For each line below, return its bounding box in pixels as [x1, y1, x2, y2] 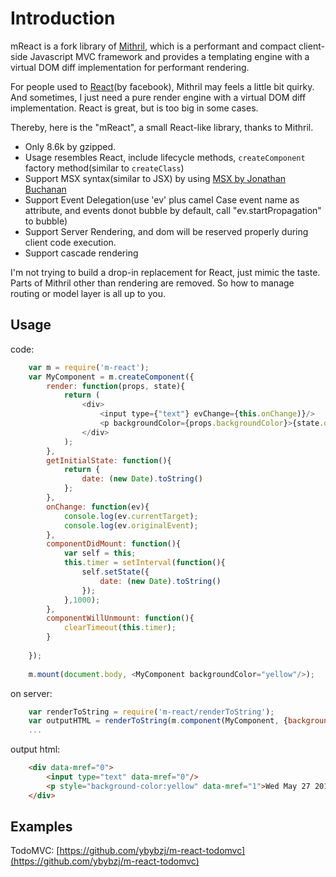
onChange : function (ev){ [46, 502, 150, 512]
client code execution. [24, 236, 117, 248]
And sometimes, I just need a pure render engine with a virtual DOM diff [10, 91, 307, 103]
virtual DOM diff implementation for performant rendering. [10, 61, 250, 73]
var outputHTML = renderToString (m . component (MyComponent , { [28, 716, 288, 726]
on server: [10, 687, 53, 699]
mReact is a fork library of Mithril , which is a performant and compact [10, 40, 297, 52]
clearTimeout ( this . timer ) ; [63, 623, 177, 633]
